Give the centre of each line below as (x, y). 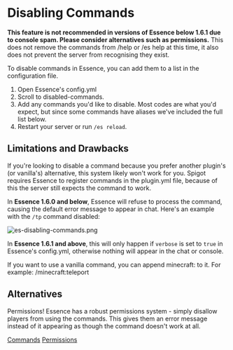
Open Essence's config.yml (57, 89)
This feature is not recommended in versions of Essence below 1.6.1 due (114, 32)
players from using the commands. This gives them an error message (107, 318)
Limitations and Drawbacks (68, 149)
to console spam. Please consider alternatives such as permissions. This (115, 39)
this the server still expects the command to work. (79, 188)
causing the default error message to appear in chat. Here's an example (111, 209)
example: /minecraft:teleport (48, 272)
